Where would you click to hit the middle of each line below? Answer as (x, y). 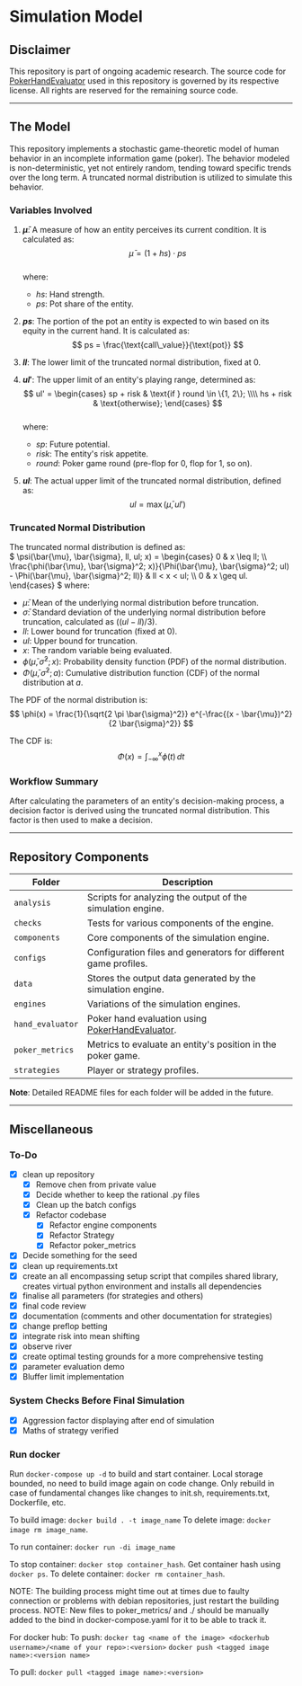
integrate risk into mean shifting (81, 1335)
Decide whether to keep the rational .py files (118, 1195)
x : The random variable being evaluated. (97, 651)
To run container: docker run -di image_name (93, 1547)
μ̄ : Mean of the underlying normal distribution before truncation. (140, 603)
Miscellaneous (51, 1129)
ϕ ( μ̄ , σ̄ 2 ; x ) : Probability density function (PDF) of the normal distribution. (155, 661)
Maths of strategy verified (70, 1430)
